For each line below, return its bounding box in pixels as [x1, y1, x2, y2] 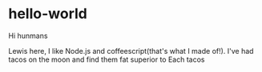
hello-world [8, 5, 88, 23]
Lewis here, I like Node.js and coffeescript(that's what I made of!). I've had [8, 46, 254, 55]
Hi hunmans [8, 31, 48, 40]
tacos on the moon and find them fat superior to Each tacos [8, 55, 205, 64]
